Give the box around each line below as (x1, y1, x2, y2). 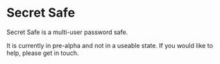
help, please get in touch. (6, 49, 79, 57)
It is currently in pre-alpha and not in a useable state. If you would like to (6, 41, 213, 49)
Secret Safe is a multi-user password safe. (6, 28, 128, 36)
